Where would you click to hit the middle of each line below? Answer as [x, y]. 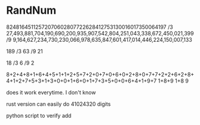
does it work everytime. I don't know [51, 92]
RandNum [31, 10]
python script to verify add [39, 115]
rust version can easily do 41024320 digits [59, 104]
